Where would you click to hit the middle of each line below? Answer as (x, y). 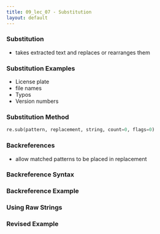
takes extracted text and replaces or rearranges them (82, 52)
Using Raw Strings (34, 208)
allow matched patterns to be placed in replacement (81, 159)
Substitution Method (38, 117)
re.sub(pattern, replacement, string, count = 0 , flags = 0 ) (81, 130)
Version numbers (37, 101)
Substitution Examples (41, 68)
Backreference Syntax (40, 175)
